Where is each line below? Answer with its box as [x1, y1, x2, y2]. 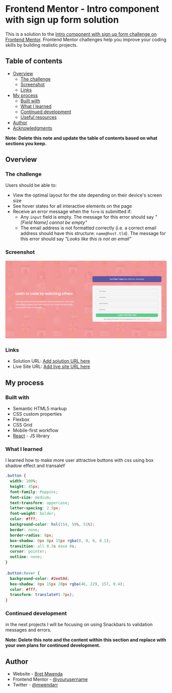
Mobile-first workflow [12, 427, 59, 433]
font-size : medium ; [10, 495, 52, 500]
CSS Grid [12, 421, 32, 428]
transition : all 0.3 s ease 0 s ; [10, 544, 77, 549]
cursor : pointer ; [10, 549, 47, 554]
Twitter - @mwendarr [12, 682, 58, 688]
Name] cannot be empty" [33, 219, 88, 226]
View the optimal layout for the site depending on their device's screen [12, 192, 162, 198]
